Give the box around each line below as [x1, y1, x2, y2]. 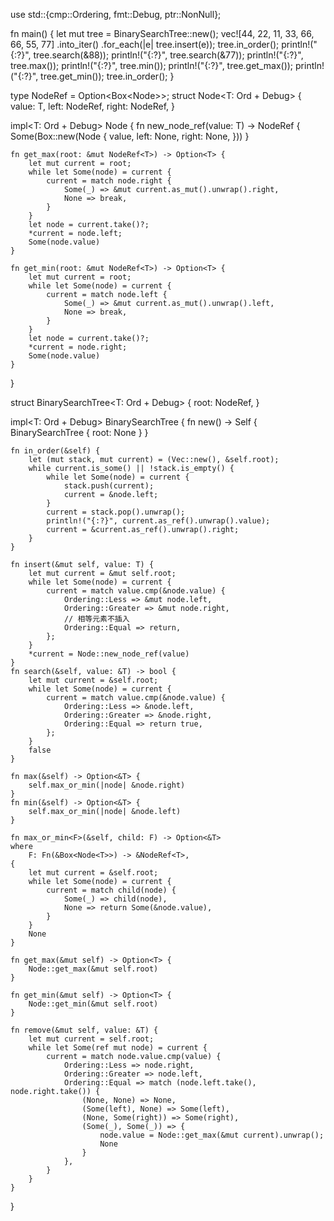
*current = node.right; [28, 342, 128, 352]
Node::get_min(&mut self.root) [28, 999, 159, 1009]
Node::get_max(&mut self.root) [28, 964, 159, 974]
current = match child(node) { [46, 885, 177, 895]
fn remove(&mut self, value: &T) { [10, 1025, 159, 1035]
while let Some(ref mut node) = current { [28, 1043, 208, 1053]
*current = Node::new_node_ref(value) [28, 649, 190, 659]
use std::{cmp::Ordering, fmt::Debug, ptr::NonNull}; [10, 9, 222, 20]
